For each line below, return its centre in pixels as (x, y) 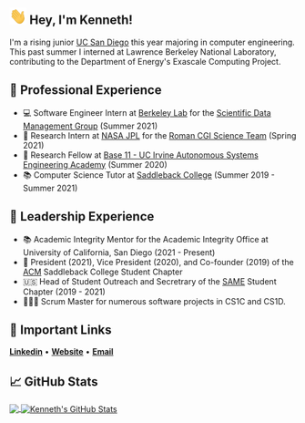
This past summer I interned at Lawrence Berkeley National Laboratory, (143, 52)
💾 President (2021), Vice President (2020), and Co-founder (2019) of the (158, 262)
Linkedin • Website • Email (61, 352)
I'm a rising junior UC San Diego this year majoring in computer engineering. (152, 42)
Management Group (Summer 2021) (90, 126)
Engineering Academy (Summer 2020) (95, 164)
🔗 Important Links (61, 330)
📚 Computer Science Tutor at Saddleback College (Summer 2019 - (148, 175)
